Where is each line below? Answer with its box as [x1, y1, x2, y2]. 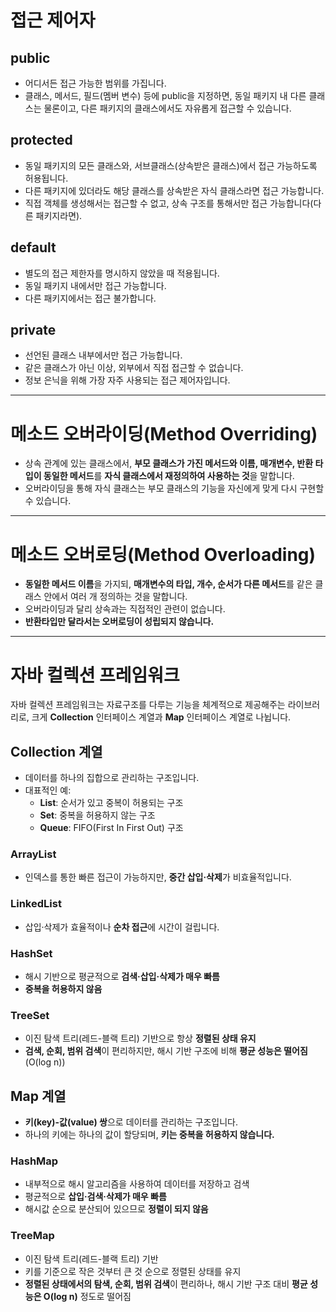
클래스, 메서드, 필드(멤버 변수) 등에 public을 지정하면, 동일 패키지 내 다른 [24, 90, 307, 101]
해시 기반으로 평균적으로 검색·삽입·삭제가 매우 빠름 [24, 970, 220, 982]
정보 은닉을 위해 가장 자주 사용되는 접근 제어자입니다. [24, 374, 231, 386]
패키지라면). [35, 209, 83, 221]
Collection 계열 [10, 743, 103, 760]
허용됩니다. [24, 172, 69, 184]
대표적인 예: [24, 784, 72, 796]
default [10, 239, 57, 256]
